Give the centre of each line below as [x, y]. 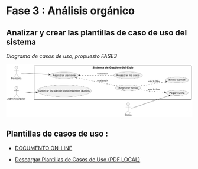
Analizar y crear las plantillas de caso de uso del [97, 33]
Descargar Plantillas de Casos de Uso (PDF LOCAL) [77, 159]
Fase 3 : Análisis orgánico [70, 11]
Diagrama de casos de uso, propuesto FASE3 [61, 56]
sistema [21, 42]
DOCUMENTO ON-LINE [43, 148]
